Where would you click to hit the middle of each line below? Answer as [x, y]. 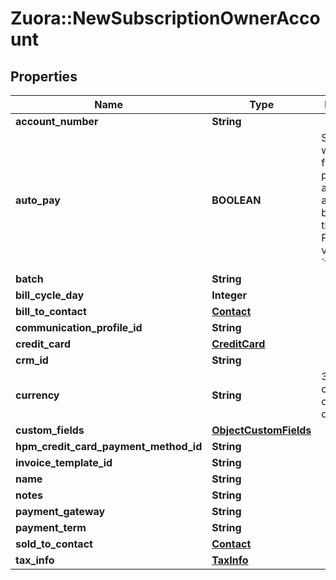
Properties [44, 76]
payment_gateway [60, 511]
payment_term [51, 527]
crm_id [32, 360]
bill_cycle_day [50, 295]
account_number [57, 121]
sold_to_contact [54, 544]
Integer [229, 295]
